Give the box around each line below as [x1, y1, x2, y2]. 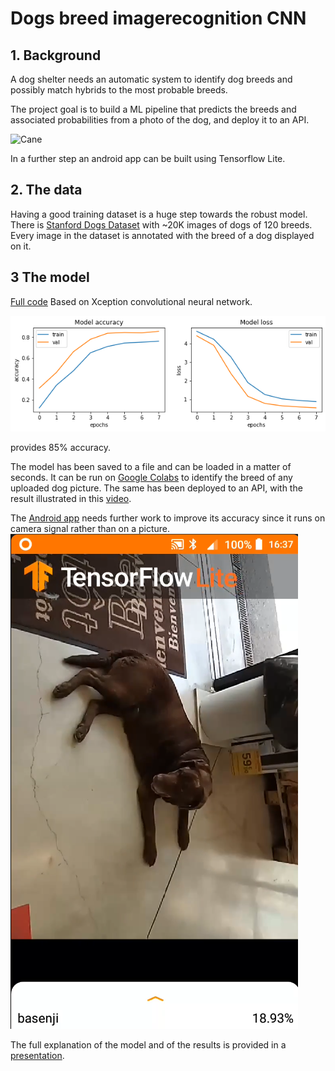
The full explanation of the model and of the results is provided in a [10, 1039, 287, 1051]
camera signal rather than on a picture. [10, 523, 171, 534]
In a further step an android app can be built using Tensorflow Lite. [10, 153, 286, 164]
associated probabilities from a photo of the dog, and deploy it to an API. [10, 114, 310, 126]
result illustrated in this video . [10, 493, 132, 504]
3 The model [10, 269, 90, 286]
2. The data [10, 182, 83, 199]
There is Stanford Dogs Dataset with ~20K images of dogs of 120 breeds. [10, 218, 313, 231]
